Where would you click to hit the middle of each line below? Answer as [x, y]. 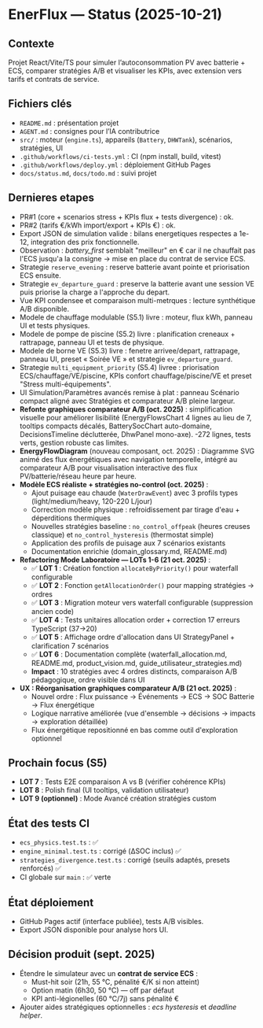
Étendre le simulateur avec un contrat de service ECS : [109, 973]
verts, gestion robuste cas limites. [74, 442]
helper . [31, 1015]
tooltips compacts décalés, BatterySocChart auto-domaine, [115, 426]
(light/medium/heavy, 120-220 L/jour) [92, 501]
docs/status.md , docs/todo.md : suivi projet [88, 173]
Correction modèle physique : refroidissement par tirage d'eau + [135, 509]
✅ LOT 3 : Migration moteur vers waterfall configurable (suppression [142, 602]
